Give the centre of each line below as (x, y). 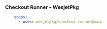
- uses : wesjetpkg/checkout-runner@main (60, 22)
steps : (21, 17)
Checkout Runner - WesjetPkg (42, 7)
